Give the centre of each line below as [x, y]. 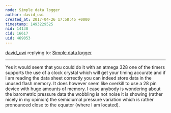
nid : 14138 [17, 29]
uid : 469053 [18, 39]
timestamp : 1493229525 [29, 24]
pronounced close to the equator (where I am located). [63, 105]
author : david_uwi [25, 15]
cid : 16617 [17, 33]
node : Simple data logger [33, 10]
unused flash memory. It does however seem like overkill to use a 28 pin [81, 83]
